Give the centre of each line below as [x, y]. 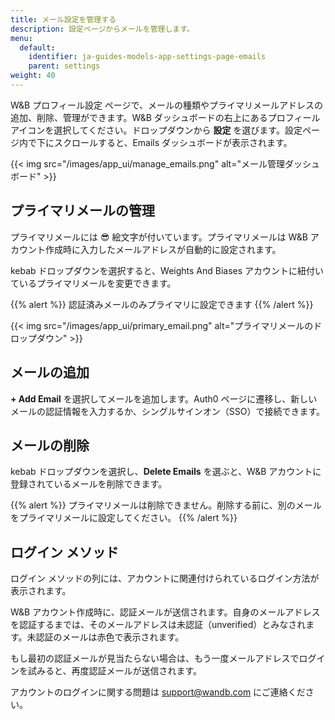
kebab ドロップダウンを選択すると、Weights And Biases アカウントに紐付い [167, 270]
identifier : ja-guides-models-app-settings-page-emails [147, 57]
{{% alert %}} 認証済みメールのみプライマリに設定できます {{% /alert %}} [162, 304]
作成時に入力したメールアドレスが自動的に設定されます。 [163, 249]
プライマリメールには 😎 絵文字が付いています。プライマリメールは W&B [159, 237]
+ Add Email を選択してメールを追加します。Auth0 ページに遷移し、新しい [164, 398]
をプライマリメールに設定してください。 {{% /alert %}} [124, 518]
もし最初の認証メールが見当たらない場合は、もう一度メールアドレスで [155, 658]
